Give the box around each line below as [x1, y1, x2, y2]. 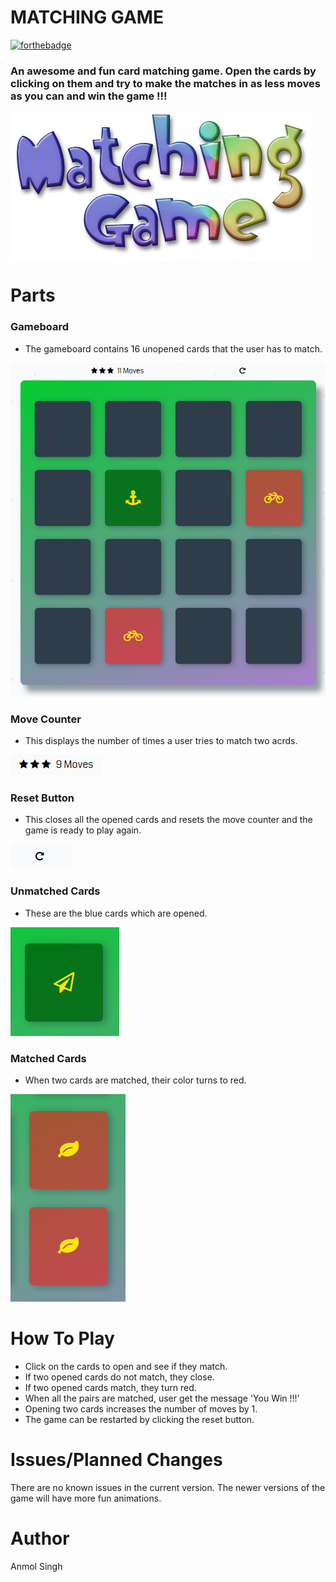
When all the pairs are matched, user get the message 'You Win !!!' [24, 1392, 300, 1404]
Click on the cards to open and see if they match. [24, 1360, 228, 1372]
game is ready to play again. [24, 824, 142, 836]
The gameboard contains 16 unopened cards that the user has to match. [24, 342, 323, 355]
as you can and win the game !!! [10, 89, 168, 103]
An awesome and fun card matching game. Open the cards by [10, 64, 317, 78]
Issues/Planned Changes [10, 1449, 223, 1471]
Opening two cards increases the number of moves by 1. [24, 1402, 258, 1415]
